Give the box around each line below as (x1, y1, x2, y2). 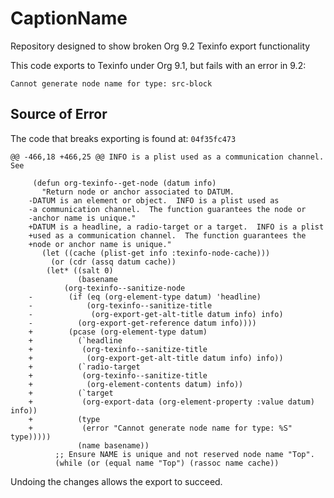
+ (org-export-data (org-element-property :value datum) (28, 397, 315, 407)
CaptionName (10, 7, 128, 30)
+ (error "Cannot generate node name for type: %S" (28, 423, 293, 433)
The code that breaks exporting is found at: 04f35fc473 (10, 132, 237, 144)
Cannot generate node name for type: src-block (10, 78, 213, 89)
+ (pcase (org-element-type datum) (28, 327, 208, 337)
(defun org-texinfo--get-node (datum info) (32, 178, 217, 188)
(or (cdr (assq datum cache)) (50, 257, 177, 267)
